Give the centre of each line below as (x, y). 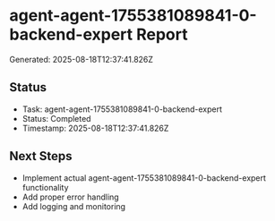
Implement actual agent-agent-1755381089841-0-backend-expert (144, 178)
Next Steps (41, 156)
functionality (45, 187)
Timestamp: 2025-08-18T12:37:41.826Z (95, 128)
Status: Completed (56, 118)
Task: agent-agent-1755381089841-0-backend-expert (122, 109)
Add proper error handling (70, 197)
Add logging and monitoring (74, 206)
